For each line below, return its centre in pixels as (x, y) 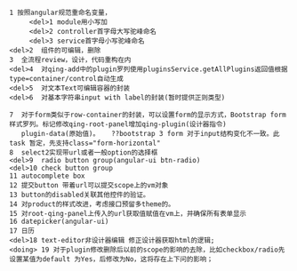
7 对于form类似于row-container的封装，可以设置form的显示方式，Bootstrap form (148, 115)
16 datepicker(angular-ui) (59, 221)
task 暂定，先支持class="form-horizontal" (85, 143)
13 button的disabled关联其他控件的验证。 (80, 195)
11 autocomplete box (48, 176)
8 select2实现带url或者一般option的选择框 (84, 153)
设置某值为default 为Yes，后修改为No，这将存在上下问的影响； (111, 259)
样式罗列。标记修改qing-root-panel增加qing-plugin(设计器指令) (118, 124)
